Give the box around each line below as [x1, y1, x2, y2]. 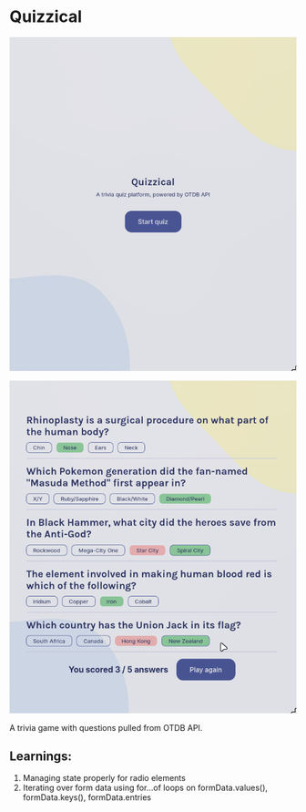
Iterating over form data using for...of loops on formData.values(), [22, 782, 269, 794]
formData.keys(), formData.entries [22, 792, 152, 803]
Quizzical [9, 6, 83, 27]
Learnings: [9, 748, 73, 764]
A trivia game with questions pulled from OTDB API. [9, 722, 203, 733]
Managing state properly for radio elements [22, 773, 187, 784]
